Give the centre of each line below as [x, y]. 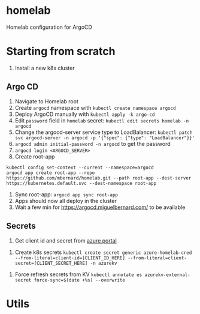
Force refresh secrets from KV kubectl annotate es [78, 274]
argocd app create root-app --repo [51, 173]
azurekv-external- [167, 275]
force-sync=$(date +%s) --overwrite [80, 280]
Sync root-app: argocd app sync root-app [66, 194]
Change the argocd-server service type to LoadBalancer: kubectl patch [104, 132]
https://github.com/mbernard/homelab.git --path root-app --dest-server [99, 178]
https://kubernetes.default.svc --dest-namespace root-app [81, 183]
